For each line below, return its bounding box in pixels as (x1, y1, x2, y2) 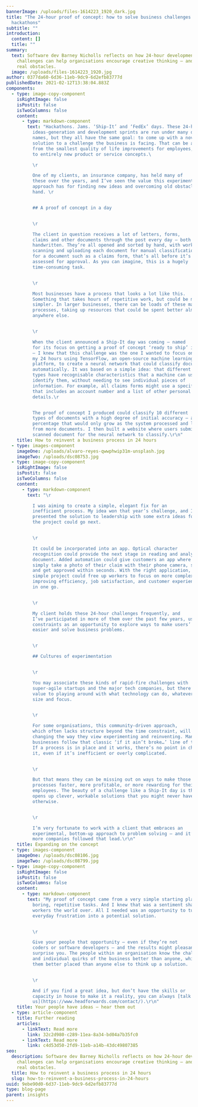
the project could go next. (32, 519, 101, 525)
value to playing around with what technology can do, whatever (32, 691, 194, 697)
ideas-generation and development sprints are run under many (32, 129, 189, 136)
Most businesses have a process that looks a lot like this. (32, 290, 186, 297)
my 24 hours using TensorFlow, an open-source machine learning (32, 355, 194, 362)
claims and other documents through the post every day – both (32, 237, 192, 243)
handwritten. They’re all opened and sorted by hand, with (32, 243, 181, 248)
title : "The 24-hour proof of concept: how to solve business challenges (6, 14, 192, 20)
